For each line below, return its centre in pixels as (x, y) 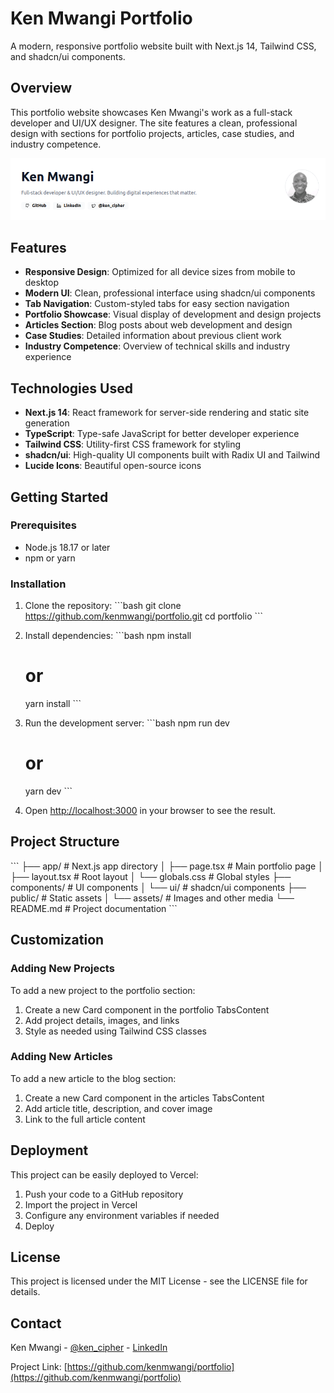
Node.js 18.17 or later (67, 547)
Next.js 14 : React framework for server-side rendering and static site (167, 413)
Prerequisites (43, 525)
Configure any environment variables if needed (122, 1215)
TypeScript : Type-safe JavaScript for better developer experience (162, 434)
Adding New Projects (62, 969)
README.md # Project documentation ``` (94, 908)
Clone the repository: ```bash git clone (103, 606)
